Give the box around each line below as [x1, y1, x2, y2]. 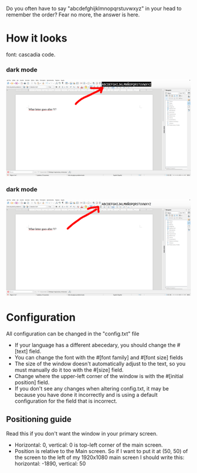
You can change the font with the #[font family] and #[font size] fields [14, 354, 184, 361]
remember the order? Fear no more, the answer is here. [6, 11, 140, 18]
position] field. [14, 379, 50, 386]
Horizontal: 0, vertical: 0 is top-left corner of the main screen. [14, 441, 163, 448]
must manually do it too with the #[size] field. [14, 366, 124, 373]
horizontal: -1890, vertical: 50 [14, 460, 86, 467]
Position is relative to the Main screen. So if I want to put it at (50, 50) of [14, 447, 188, 454]
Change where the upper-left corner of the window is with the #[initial [14, 373, 184, 380]
